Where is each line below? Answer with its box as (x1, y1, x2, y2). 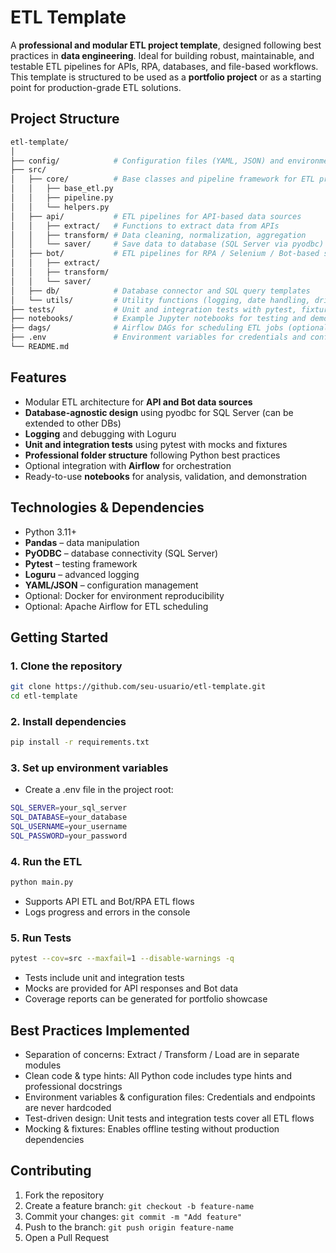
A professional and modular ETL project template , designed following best (10, 39, 322, 51)
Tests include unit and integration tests (24, 972, 185, 984)
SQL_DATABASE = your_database (10, 812, 128, 823)
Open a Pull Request (24, 1231, 110, 1243)
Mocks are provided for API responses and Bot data (24, 982, 239, 995)
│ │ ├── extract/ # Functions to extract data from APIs (10, 221, 280, 231)
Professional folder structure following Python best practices (24, 449, 281, 461)
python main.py (10, 877, 74, 888)
